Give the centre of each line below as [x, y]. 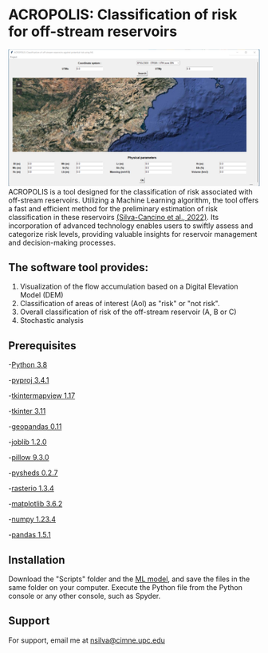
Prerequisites [42, 346]
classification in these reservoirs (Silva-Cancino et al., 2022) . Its [114, 217]
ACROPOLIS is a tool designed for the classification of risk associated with [130, 191]
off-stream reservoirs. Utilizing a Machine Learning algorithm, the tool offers [134, 200]
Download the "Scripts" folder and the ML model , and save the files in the [129, 579]
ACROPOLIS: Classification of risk [123, 15]
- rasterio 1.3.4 [31, 489]
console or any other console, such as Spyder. [85, 596]
